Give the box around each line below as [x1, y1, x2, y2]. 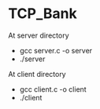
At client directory [8, 69, 66, 78]
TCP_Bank [8, 5, 77, 23]
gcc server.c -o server [19, 45, 93, 55]
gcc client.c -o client [19, 84, 87, 94]
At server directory [8, 31, 69, 40]
